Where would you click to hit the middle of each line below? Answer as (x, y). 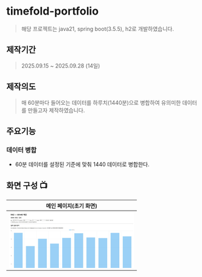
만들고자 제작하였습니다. (56, 110)
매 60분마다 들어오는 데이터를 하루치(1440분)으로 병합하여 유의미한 (101, 102)
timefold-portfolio (53, 11)
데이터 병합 (22, 150)
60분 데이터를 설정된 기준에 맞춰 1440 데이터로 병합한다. (82, 164)
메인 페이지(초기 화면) (71, 206)
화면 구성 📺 (27, 185)
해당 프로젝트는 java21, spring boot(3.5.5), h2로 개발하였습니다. (98, 29)
